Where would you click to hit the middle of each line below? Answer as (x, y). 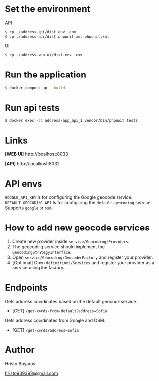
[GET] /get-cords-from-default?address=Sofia (60, 311)
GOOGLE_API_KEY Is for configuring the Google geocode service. (69, 197)
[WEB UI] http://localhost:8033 (37, 154)
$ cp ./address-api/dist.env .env (41, 32)
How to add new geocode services (77, 228)
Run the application (46, 75)
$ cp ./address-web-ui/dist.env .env (44, 55)
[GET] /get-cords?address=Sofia (45, 330)
